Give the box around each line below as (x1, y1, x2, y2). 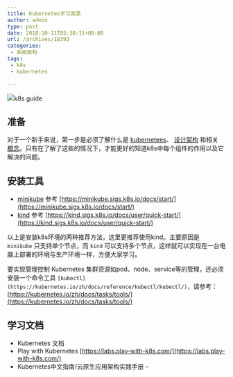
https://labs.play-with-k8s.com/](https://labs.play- (82, 347, 225, 355)
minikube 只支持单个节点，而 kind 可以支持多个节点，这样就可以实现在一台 (7, 242, 220, 250)
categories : (7, 42, 42, 49)
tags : (7, 55, 23, 62)
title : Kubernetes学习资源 (7, 10, 81, 17)
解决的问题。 (7, 153, 44, 161)
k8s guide (14, 94, 43, 103)
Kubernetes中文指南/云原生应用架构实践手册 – (17, 362, 149, 371)
